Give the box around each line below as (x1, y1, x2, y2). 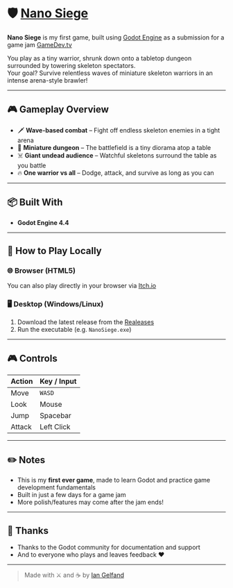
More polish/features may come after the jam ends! (17, 498, 164, 507)
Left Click (39, 422, 71, 432)
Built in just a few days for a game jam (17, 491, 126, 499)
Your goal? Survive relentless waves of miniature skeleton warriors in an (7, 69, 214, 77)
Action (10, 376, 33, 386)
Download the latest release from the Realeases (17, 317, 155, 326)
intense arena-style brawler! (7, 76, 88, 84)
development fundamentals (17, 483, 96, 492)
